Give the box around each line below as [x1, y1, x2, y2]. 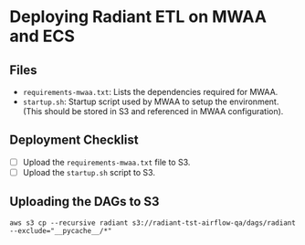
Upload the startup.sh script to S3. [22, 166, 155, 177]
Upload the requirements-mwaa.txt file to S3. [22, 156, 191, 167]
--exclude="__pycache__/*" [9, 226, 112, 235]
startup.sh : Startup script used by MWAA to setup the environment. [22, 96, 279, 107]
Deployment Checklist [9, 133, 139, 148]
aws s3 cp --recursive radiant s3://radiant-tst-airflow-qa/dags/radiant [9, 218, 297, 228]
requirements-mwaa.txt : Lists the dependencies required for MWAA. [22, 87, 279, 97]
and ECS [9, 26, 76, 47]
